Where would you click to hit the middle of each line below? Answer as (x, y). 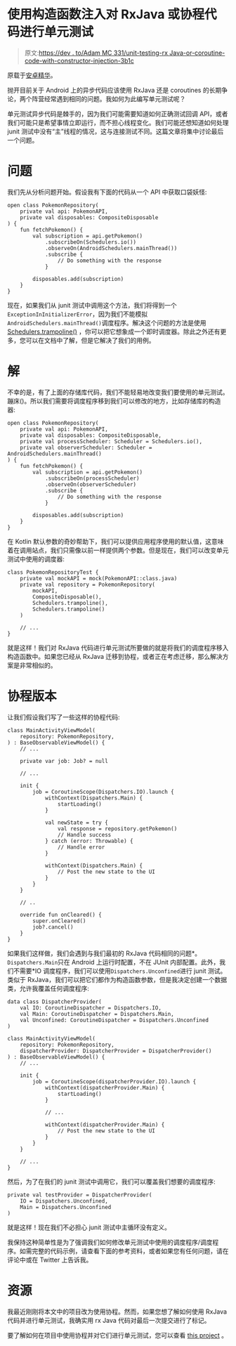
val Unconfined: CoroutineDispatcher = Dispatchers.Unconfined (114, 1020)
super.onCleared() (59, 921)
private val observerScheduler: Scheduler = (86, 447)
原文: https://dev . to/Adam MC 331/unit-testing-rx (96, 53)
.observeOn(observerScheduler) (91, 484)
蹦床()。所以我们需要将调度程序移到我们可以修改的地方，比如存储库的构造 (114, 400)
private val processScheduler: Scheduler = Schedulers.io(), (111, 441)
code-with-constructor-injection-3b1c (79, 60)
